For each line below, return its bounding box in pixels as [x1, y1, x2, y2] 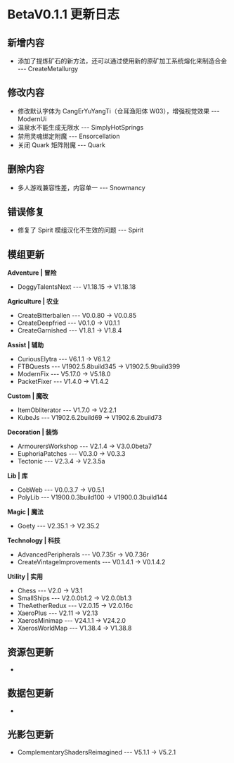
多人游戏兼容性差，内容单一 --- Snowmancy [17, 183, 145, 192]
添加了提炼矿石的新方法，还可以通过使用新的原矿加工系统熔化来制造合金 [17, 57, 227, 65]
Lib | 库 [7, 471, 28, 480]
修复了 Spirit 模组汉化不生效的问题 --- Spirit [17, 226, 144, 235]
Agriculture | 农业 [7, 297, 59, 306]
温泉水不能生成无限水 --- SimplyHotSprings [17, 123, 144, 131]
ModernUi [17, 114, 47, 123]
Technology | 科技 [7, 536, 61, 545]
